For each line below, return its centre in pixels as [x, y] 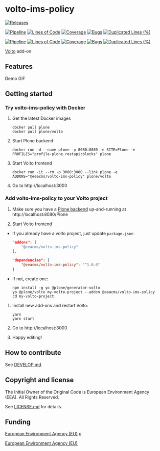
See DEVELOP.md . [24, 365]
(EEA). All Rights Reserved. [32, 397]
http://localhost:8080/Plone [40, 214]
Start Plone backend [33, 141]
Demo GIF [15, 78]
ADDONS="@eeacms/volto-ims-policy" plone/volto [61, 177]
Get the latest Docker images [41, 118]
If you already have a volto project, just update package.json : [73, 233]
